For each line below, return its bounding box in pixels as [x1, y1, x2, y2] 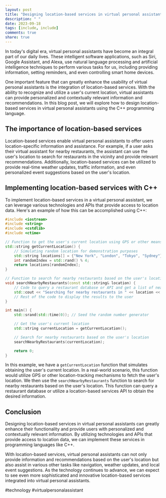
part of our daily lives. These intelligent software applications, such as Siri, [5, 53, 157, 59]
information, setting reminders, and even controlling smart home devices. [5, 69, 155, 75]
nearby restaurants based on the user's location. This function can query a [5, 383, 158, 389]
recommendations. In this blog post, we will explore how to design [5, 100, 140, 106]
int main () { [5, 308, 32, 313]
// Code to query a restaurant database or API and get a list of [14, 285, 154, 290]
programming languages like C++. [5, 442, 75, 448]
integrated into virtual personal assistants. [5, 478, 90, 484]
